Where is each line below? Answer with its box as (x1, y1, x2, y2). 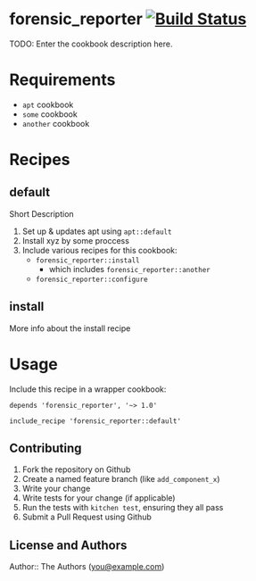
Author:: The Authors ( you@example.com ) (9, 561, 165, 572)
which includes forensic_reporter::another (48, 263, 211, 274)
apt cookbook (21, 99, 74, 110)
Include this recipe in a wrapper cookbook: (9, 384, 167, 394)
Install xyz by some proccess (21, 235, 129, 245)
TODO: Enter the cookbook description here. (9, 38, 173, 49)
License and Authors (9, 537, 128, 552)
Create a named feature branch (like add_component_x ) (21, 474, 220, 485)
